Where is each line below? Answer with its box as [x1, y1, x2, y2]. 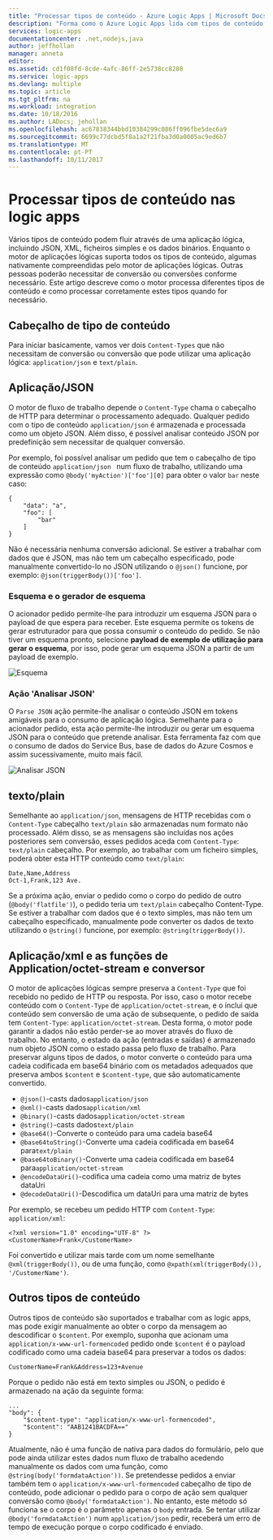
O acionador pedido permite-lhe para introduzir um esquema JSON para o [8, 609, 258, 618]
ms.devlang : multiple [8, 80, 82, 88]
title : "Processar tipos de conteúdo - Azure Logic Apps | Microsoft [8, 11, 249, 20]
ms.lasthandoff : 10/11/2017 [8, 155, 104, 163]
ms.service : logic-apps [8, 72, 89, 80]
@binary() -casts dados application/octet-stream [19, 1111, 185, 1121]
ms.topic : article [8, 87, 71, 96]
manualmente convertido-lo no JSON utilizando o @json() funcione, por [8, 562, 249, 571]
